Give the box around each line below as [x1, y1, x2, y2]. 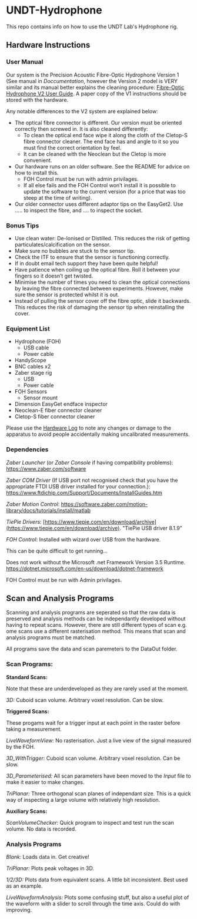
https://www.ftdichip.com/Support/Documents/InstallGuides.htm [6, 489, 163, 496]
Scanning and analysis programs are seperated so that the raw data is [6, 609, 176, 616]
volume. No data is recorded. [6, 825, 76, 832]
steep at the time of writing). [23, 194, 92, 201]
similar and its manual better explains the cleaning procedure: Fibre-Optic [6, 84, 185, 91]
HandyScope [14, 357, 46, 364]
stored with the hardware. [6, 96, 69, 103]
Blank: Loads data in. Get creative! [6, 853, 89, 860]
